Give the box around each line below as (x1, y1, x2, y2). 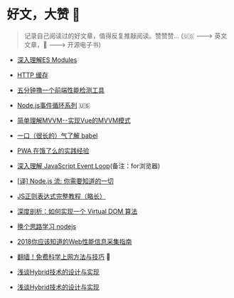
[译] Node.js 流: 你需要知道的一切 (16, 176, 115, 185)
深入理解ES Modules (16, 55, 78, 64)
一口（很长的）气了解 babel (16, 131, 98, 140)
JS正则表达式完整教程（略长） (16, 192, 106, 200)
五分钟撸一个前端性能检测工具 (16, 86, 105, 94)
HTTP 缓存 (16, 71, 49, 79)
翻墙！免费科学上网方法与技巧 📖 (16, 252, 111, 261)
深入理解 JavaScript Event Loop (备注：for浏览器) (16, 161, 161, 170)
